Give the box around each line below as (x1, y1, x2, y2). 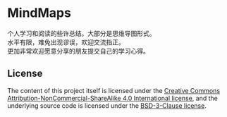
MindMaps (7, 5, 72, 21)
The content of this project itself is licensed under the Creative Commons (7, 86, 221, 94)
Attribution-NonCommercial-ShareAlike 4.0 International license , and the (7, 94, 219, 102)
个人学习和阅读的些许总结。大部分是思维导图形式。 (7, 29, 156, 37)
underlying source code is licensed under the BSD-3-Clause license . (7, 101, 207, 110)
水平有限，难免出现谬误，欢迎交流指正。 (7, 37, 125, 47)
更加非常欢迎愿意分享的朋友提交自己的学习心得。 (7, 47, 149, 55)
